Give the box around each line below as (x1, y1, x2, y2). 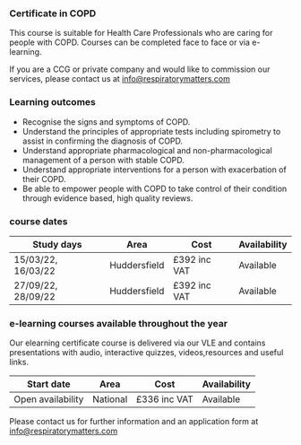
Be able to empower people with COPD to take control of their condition (21, 183, 288, 194)
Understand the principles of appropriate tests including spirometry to (21, 126, 281, 136)
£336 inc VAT (135, 393, 194, 406)
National (92, 393, 128, 406)
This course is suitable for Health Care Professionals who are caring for (9, 28, 273, 39)
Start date (26, 378, 71, 390)
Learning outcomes (9, 96, 96, 109)
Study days (32, 238, 82, 250)
